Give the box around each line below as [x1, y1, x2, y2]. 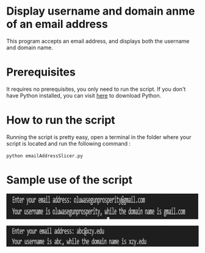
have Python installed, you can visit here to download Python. [6, 91, 162, 99]
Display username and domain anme [6, 4, 195, 18]
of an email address [6, 17, 108, 31]
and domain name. [6, 44, 53, 51]
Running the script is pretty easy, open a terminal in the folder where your [6, 133, 192, 141]
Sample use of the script [6, 173, 133, 187]
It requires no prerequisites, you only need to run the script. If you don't [6, 85, 186, 93]
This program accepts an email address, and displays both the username [6, 37, 190, 45]
